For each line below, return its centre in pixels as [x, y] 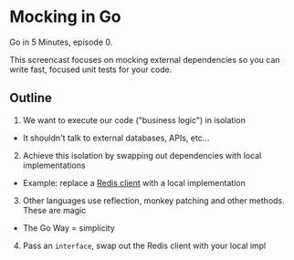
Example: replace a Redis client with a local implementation [134, 182]
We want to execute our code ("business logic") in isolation [134, 120]
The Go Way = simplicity [69, 228]
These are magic [54, 210]
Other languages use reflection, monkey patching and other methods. [153, 200]
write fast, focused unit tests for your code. [91, 69]
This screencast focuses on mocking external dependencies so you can [145, 59]
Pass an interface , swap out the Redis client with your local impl [144, 245]
